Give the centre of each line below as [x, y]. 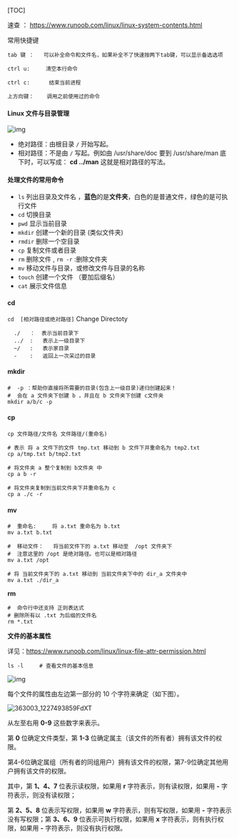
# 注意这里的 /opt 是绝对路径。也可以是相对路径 [72, 554]
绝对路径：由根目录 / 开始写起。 [65, 144]
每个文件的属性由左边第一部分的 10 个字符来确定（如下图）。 [95, 694]
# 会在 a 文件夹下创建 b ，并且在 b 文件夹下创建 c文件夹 [86, 395]
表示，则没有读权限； [45, 795]
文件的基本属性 [29, 636]
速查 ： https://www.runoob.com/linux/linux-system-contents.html [105, 25]
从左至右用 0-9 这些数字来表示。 [55, 723]
